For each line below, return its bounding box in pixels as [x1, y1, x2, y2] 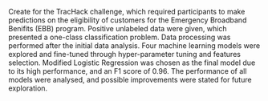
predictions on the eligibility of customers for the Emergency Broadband [8, 15, 247, 25]
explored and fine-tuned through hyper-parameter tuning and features [8, 50, 241, 59]
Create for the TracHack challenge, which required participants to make [8, 7, 246, 16]
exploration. [8, 83, 48, 93]
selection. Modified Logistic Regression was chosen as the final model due [8, 58, 256, 67]
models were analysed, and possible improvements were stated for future [8, 75, 252, 84]
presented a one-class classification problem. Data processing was [8, 32, 231, 42]
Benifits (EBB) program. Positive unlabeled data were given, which [8, 24, 227, 33]
